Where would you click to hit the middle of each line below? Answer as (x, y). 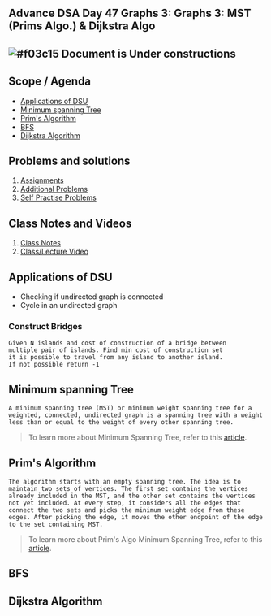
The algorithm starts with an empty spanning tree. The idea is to (125, 482)
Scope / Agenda (50, 82)
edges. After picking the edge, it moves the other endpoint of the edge (136, 517)
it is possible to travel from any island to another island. (116, 358)
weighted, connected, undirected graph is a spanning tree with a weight (136, 415)
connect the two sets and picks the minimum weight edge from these (127, 510)
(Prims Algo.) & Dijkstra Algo (82, 26)
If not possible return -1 (54, 365)
